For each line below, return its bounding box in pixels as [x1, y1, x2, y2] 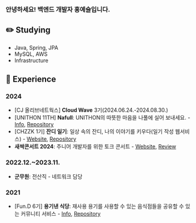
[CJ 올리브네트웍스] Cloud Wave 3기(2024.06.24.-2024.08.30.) [14, 106, 168, 114]
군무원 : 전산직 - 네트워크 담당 [14, 173, 83, 180]
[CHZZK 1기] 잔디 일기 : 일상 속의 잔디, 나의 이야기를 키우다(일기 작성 [14, 128, 174, 135]
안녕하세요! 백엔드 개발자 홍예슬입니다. [5, 5, 110, 13]
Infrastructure [14, 57, 49, 64]
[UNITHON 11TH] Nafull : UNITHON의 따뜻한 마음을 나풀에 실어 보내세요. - [14, 114, 191, 121]
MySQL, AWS [14, 50, 48, 58]
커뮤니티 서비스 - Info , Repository [20, 210, 101, 218]
